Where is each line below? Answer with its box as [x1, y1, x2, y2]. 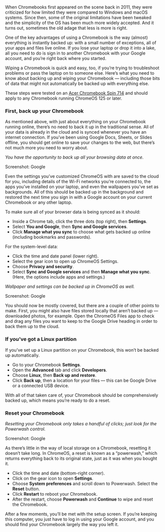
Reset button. [12, 486, 40, 492]
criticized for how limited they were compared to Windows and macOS [5, 9, 148, 15]
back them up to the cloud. [5, 324, 60, 330]
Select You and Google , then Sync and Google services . [12, 224, 128, 230]
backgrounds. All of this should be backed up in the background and [5, 189, 144, 195]
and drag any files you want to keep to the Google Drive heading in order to [5, 318, 158, 324]
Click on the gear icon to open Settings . [12, 475, 93, 481]
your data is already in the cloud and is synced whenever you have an [5, 129, 146, 135]
